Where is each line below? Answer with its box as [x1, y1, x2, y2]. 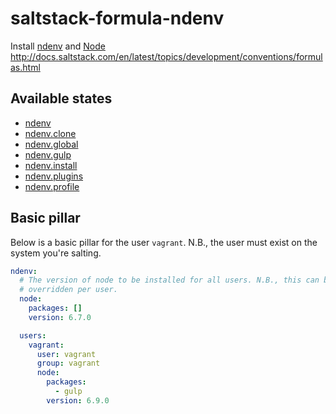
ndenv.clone [24, 127, 77, 139]
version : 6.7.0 [28, 312, 92, 322]
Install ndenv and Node [10, 40, 106, 52]
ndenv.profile [24, 180, 80, 192]
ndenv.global [24, 138, 79, 150]
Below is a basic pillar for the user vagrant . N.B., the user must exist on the [10, 236, 318, 248]
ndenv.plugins [24, 170, 84, 182]
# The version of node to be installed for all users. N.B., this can [19, 275, 320, 286]
